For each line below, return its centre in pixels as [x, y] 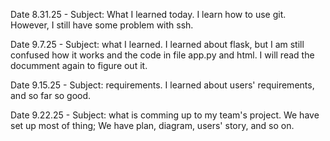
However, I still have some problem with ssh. [102, 25]
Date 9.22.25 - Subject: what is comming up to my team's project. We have [165, 115]
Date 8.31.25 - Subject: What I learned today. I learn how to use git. [148, 14]
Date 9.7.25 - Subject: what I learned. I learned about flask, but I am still [157, 44]
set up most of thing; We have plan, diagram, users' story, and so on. [152, 125]
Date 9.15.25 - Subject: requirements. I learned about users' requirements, [162, 85]
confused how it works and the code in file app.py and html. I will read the [162, 55]
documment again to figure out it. [79, 65]
